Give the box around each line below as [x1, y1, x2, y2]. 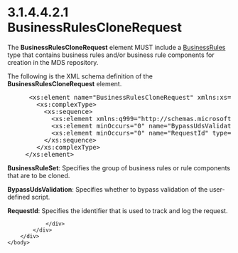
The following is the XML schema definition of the [7, 72, 153, 81]
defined [7, 192, 31, 201]
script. [31, 192, 50, 201]
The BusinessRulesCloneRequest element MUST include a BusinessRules [7, 43, 226, 51]
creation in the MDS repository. [7, 58, 99, 66]
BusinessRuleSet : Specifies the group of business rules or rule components [7, 163, 231, 172]
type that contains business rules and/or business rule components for [7, 51, 215, 59]
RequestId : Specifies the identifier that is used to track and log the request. [7, 206, 228, 215]
